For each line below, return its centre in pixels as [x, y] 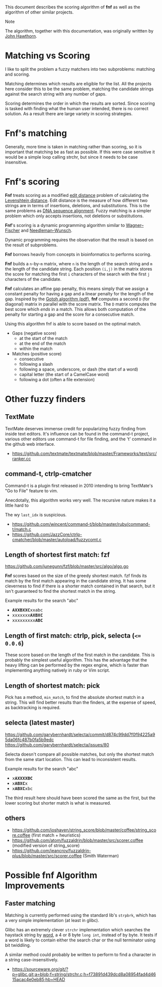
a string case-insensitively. [32, 959]
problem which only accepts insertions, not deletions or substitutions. [74, 216]
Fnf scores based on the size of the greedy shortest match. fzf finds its [76, 576]
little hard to [17, 505]
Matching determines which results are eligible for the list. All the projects [78, 83]
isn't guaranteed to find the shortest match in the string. [61, 591]
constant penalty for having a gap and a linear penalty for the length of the [79, 293]
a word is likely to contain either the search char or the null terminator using [80, 940]
